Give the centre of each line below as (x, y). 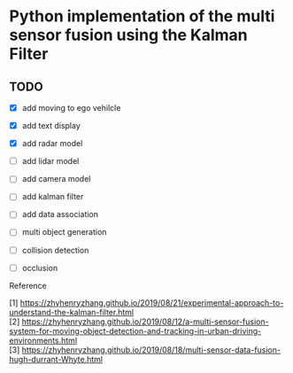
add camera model (56, 179)
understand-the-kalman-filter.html (72, 312)
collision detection (55, 250)
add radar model (52, 144)
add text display (51, 126)
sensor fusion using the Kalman (128, 35)
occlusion (40, 268)
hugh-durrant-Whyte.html (56, 359)
